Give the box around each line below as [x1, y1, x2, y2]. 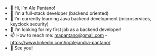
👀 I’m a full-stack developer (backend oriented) [10, 10, 109, 16]
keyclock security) [10, 21, 49, 27]
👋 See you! [10, 45, 33, 51]
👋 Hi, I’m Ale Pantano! [10, 5, 56, 11]
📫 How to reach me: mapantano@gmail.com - [10, 32, 107, 38]
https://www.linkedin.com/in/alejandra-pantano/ [10, 40, 111, 45]
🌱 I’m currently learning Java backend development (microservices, [10, 16, 151, 21]
